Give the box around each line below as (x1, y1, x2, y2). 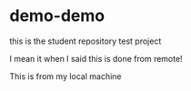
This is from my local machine (9, 70, 122, 82)
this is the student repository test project (9, 35, 162, 46)
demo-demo (9, 5, 106, 26)
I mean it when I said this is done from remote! (9, 53, 184, 64)
